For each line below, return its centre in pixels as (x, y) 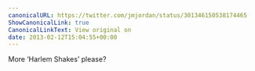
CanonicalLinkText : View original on (70, 30)
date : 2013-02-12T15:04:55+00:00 (63, 37)
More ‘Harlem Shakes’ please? (57, 59)
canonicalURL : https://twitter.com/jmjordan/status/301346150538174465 (127, 15)
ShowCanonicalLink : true (49, 23)
